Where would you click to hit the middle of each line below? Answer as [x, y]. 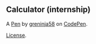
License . [16, 35]
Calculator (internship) [48, 10]
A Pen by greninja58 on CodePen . [47, 23]
